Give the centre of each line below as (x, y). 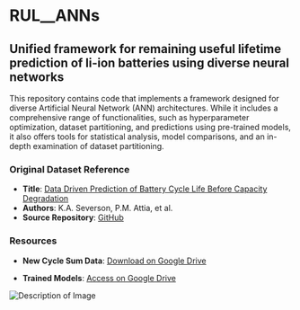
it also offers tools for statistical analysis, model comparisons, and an (137, 137)
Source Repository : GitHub (73, 217)
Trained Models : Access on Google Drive (99, 278)
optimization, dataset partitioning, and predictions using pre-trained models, (150, 127)
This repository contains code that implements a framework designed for (145, 98)
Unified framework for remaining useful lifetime (146, 49)
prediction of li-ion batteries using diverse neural (150, 62)
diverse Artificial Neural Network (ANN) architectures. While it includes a (144, 108)
